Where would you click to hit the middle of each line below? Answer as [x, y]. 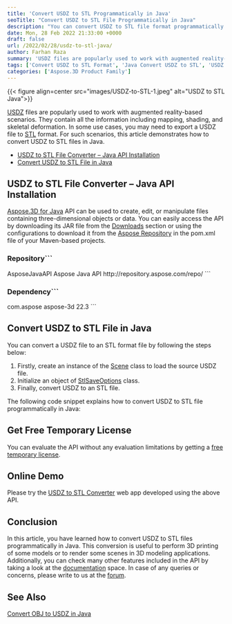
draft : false [26, 39]
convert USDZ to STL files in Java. [56, 141]
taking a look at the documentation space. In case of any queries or [103, 568]
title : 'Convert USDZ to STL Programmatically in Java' [89, 13]
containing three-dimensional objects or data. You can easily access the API [116, 219]
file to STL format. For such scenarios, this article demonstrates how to [108, 134]
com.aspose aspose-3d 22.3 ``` [52, 306]
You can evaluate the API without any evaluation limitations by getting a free [115, 447]
